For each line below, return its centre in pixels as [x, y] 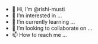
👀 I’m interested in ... [37, 15]
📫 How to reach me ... [39, 35]
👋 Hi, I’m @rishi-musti [38, 9]
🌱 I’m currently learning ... [43, 22]
